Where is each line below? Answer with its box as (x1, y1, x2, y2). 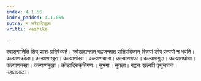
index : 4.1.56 (6, 9, 43, 15)
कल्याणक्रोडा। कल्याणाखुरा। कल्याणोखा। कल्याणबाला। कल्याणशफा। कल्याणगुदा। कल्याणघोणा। (6, 55, 196, 62)
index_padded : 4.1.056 (6, 15, 64, 21)
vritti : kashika (6, 26, 48, 32)
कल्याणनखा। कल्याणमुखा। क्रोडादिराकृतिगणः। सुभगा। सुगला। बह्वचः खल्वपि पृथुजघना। (6, 62, 178, 69)
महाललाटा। (6, 68, 29, 76)
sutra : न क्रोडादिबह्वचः (6, 20, 52, 26)
